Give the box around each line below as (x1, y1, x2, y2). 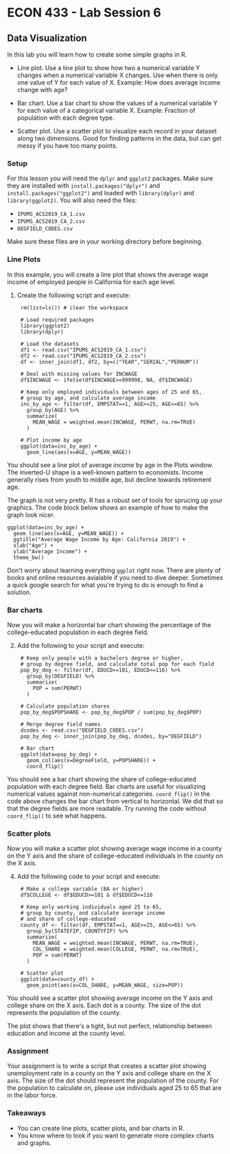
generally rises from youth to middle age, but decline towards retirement (7, 475, 211, 483)
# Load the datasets (20, 340, 79, 347)
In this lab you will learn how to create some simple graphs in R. (7, 50, 187, 58)
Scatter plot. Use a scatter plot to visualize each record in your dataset (16, 127, 218, 135)
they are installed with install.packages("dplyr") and (7, 182, 160, 190)
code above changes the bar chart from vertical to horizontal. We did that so (7, 796, 224, 805)
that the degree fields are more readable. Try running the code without (7, 804, 207, 812)
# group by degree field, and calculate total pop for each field (20, 660, 214, 668)
